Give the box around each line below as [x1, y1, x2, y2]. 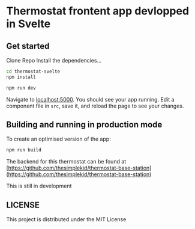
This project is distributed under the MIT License [6, 216, 127, 223]
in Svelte [6, 17, 51, 31]
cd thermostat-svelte [6, 69, 61, 75]
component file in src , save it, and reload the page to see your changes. [6, 102, 184, 109]
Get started [6, 41, 50, 51]
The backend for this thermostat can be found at [6, 158, 127, 165]
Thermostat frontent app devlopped [6, 4, 190, 18]
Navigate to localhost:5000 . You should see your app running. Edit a [6, 96, 175, 103]
